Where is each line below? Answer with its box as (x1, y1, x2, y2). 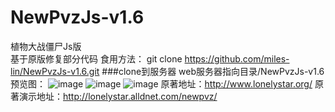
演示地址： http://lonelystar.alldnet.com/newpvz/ (18, 90, 218, 102)
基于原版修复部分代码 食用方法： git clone (10, 52, 183, 65)
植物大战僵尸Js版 (10, 40, 82, 52)
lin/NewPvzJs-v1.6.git (10, 65, 100, 77)
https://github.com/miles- (184, 52, 290, 65)
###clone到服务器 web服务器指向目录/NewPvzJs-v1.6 (101, 65, 325, 77)
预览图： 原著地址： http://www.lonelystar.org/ (10, 77, 313, 90)
